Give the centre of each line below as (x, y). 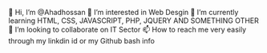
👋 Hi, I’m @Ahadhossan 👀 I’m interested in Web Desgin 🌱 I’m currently (123, 12)
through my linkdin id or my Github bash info (81, 41)
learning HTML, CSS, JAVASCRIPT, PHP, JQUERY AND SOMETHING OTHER (133, 21)
